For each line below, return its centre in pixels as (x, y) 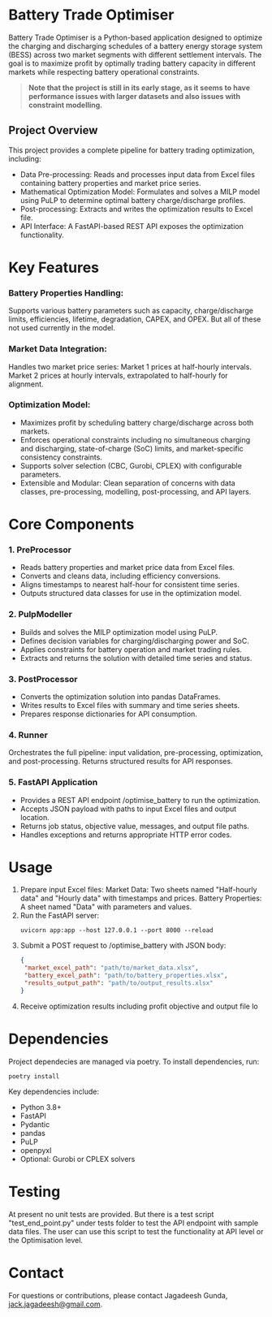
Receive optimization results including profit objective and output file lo (139, 1006)
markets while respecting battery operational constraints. (104, 71)
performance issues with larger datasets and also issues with (134, 96)
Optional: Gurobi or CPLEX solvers (78, 1159)
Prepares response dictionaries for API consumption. (108, 714)
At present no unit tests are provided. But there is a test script (111, 1214)
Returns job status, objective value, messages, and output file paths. (135, 826)
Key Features (54, 268)
